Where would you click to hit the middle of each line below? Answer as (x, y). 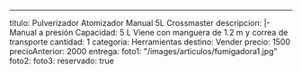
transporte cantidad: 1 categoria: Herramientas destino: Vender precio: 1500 (150, 42)
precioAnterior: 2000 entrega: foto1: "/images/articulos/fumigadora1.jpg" (143, 51)
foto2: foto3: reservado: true (62, 61)
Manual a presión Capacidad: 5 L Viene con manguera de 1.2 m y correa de (149, 32)
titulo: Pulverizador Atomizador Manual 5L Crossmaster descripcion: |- (140, 23)
